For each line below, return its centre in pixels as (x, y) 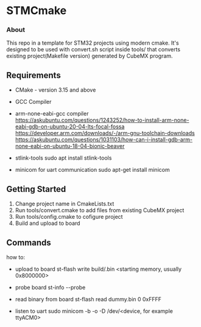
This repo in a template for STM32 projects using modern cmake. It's (93, 43)
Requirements (33, 75)
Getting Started (36, 189)
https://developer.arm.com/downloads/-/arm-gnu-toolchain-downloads (105, 133)
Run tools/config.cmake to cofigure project (69, 217)
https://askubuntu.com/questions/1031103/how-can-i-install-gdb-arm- (104, 140)
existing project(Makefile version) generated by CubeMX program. (90, 56)
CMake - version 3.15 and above (55, 90)
